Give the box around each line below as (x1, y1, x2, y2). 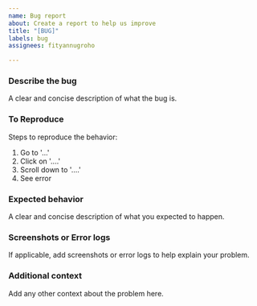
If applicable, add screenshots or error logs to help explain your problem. (8, 250, 251, 260)
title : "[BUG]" (8, 27, 59, 35)
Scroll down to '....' (19, 164, 82, 174)
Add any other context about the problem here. (8, 288, 165, 298)
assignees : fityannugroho (8, 42, 95, 50)
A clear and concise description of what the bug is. (8, 93, 177, 103)
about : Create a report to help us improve (8, 19, 157, 27)
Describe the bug (8, 76, 78, 87)
